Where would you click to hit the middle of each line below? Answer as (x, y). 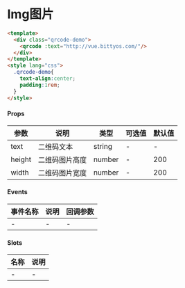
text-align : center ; (48, 79)
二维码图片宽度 (62, 173)
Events (17, 192)
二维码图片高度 (62, 159)
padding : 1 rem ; (40, 85)
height (21, 159)
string (103, 146)
